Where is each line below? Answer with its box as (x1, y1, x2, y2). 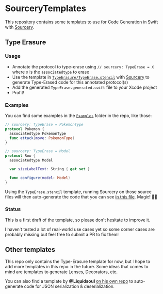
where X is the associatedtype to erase (12, 69, 90, 75)
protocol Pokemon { (5, 127, 45, 131)
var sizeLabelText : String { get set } (9, 166, 90, 171)
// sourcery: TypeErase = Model (5, 149, 70, 154)
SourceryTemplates (5, 3, 86, 14)
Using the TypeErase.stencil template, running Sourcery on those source (5, 189, 152, 195)
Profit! (12, 89, 25, 95)
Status (5, 206, 21, 212)
